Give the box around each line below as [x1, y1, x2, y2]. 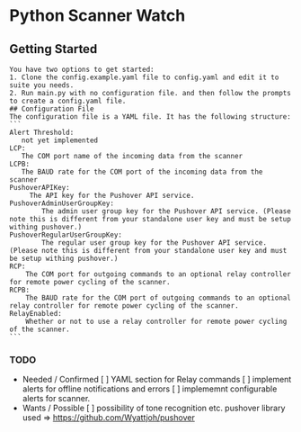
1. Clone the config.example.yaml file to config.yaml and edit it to [9, 73, 279, 82]
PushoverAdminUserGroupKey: [9, 199, 115, 208]
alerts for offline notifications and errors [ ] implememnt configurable [22, 383, 278, 394]
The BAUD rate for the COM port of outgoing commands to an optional [25, 293, 292, 302]
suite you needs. [9, 81, 75, 90]
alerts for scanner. [22, 393, 91, 404]
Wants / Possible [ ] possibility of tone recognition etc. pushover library [22, 402, 286, 414]
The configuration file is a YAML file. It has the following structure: [9, 112, 292, 121]
